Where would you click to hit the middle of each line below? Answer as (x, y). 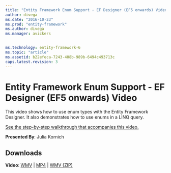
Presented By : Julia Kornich (35, 137)
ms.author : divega (25, 29)
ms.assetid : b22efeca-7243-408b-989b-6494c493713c (60, 57)
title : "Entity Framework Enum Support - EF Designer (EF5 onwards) (79, 10)
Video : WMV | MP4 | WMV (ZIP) (39, 165)
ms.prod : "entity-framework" (36, 24)
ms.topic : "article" (27, 52)
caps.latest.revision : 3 (32, 62)
